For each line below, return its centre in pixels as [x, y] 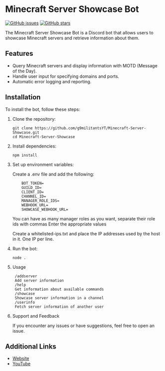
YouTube [21, 364]
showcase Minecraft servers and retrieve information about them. [72, 38]
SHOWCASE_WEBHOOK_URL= [45, 209]
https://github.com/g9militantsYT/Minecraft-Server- [90, 128]
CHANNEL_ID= [34, 196]
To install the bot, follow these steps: [43, 109]
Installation [23, 97]
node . [19, 258]
